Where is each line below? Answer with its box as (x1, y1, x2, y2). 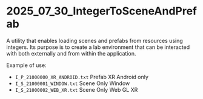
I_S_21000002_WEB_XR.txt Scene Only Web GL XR (15, 86, 138, 93)
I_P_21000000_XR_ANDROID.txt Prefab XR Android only (15, 73, 148, 80)
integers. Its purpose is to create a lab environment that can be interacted (6, 43, 190, 51)
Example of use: (6, 62, 47, 69)
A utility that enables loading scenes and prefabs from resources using (6, 37, 183, 44)
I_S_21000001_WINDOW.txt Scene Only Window (15, 80, 130, 87)
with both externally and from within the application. (6, 49, 136, 57)
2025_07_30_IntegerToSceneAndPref (6, 4, 197, 18)
